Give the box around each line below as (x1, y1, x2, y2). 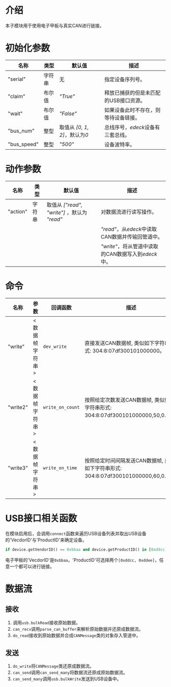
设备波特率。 (104, 141, 135, 148)
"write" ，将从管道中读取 (101, 243, 159, 250)
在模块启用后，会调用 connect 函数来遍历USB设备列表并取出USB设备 (5, 530, 147, 536)
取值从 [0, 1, (59, 124, 89, 131)
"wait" (8, 110, 23, 117)
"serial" (8, 75, 26, 82)
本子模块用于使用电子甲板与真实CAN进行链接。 (5, 22, 104, 29)
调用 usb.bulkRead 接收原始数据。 (12, 619, 80, 626)
